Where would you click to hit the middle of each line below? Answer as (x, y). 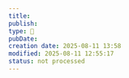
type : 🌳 (21, 31)
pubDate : (23, 39)
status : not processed (47, 62)
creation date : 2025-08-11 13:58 (65, 46)
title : (19, 16)
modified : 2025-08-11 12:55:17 (61, 54)
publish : (23, 24)
